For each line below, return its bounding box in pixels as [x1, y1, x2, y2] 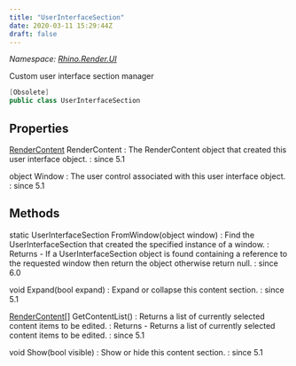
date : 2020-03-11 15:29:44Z [9, 21, 113, 30]
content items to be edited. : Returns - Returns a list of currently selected [9, 320, 276, 331]
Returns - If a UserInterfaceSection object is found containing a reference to [9, 248, 288, 259]
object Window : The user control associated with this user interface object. [9, 170, 286, 182]
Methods [9, 206, 60, 222]
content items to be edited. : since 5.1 [9, 330, 144, 340]
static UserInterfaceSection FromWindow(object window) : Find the [9, 230, 255, 240]
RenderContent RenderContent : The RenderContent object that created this [9, 144, 287, 155]
